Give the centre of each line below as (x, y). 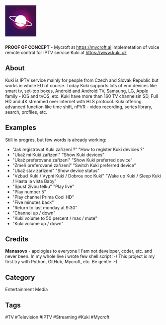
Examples (21, 128)
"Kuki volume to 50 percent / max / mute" (55, 218)
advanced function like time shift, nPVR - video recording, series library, (79, 107)
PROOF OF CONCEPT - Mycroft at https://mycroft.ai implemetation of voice (82, 47)
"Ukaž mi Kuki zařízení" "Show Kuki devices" (58, 155)
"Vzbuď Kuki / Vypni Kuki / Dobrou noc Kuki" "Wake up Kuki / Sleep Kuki (87, 176)
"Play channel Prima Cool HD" (43, 197)
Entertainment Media (27, 290)
